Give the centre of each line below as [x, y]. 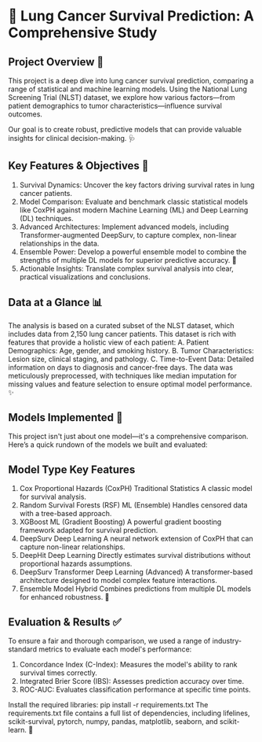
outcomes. [25, 114]
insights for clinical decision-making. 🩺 [72, 138]
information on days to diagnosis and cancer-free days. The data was [121, 367]
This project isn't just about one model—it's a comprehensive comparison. [128, 437]
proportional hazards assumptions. [76, 564]
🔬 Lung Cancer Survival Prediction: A [131, 16]
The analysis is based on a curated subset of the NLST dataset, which [121, 325]
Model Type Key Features [72, 469]
